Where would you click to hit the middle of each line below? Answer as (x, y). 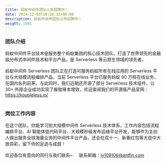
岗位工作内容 (21, 114)
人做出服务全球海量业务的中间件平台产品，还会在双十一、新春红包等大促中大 (83, 137)
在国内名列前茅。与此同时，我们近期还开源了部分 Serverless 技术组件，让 (80, 83)
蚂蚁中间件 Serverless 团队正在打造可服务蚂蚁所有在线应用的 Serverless (79, 71)
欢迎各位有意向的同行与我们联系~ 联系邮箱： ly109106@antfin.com (75, 155)
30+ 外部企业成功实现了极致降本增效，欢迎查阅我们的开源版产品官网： (77, 89)
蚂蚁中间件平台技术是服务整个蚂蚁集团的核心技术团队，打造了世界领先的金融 (83, 53)
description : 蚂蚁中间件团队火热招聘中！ (43, 19)
